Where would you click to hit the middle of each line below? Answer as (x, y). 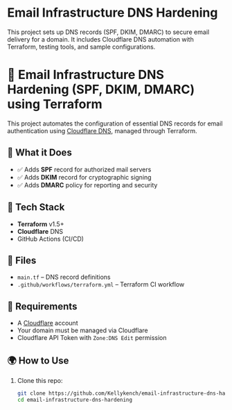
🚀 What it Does (40, 153)
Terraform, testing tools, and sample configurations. (81, 46)
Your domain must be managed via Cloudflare (82, 330)
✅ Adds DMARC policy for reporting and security (87, 185)
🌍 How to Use (38, 360)
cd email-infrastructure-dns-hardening (75, 400)
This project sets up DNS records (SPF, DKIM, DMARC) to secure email (108, 32)
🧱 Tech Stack (36, 207)
